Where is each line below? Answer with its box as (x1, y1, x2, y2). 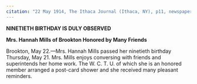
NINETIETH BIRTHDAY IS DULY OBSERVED (6, 25, 111, 32)
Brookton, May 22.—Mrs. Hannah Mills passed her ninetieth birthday (6, 48, 172, 55)
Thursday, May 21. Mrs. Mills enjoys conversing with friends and (6, 53, 161, 61)
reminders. (6, 72, 32, 79)
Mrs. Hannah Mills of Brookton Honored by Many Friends (6, 36, 148, 43)
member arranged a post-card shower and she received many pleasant (6, 66, 179, 73)
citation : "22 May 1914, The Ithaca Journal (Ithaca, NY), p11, (6, 8, 167, 15)
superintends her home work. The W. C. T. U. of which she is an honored (6, 60, 182, 67)
